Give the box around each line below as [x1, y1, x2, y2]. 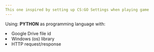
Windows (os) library [12, 36, 55, 42]
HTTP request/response [12, 41, 61, 47]
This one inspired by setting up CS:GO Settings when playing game [5, 7, 149, 12]
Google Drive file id [12, 30, 51, 36]
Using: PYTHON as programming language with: [5, 21, 105, 27]
